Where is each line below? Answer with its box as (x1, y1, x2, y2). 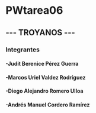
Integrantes (5, 45, 40, 54)
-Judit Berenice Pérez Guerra (5, 60, 79, 68)
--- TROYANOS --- (5, 28, 75, 38)
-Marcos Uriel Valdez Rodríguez (5, 74, 86, 81)
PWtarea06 (5, 4, 63, 17)
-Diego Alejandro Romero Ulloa (5, 87, 84, 94)
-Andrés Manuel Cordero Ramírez (5, 101, 90, 108)
